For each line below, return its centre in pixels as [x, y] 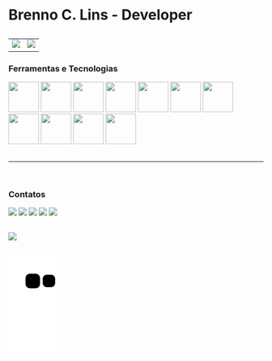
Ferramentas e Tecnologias [63, 68]
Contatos [27, 195]
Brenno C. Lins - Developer [100, 15]
